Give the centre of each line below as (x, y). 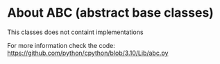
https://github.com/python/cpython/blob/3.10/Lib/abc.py (88, 53)
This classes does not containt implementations (75, 32)
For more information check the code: (61, 45)
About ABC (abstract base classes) (110, 13)
